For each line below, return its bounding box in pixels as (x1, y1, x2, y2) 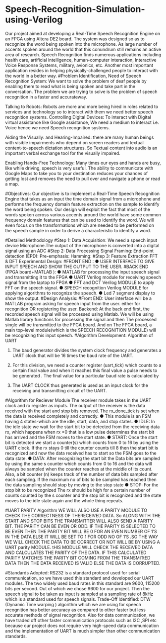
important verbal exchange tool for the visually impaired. (5, 150, 120, 156)
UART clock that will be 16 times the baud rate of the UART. (12, 352, 134, 359)
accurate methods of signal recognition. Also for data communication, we (5, 612, 155, 618)
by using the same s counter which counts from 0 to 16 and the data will (5, 460, 152, 466)
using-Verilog (5, 14, 63, 25)
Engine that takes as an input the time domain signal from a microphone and (5, 195, 161, 202)
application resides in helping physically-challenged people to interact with (5, 67, 158, 73)
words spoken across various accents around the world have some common (5, 211, 161, 217)
